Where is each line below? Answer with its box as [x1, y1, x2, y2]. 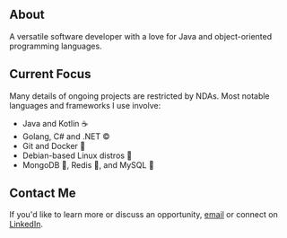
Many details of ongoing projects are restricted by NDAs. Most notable [9, 90, 271, 101]
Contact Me [9, 186, 76, 201]
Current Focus [9, 66, 91, 82]
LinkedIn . [9, 219, 43, 230]
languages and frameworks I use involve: [9, 100, 161, 110]
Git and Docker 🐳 [22, 140, 86, 151]
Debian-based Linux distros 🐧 [22, 150, 133, 161]
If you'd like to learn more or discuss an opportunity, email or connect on [9, 209, 278, 220]
